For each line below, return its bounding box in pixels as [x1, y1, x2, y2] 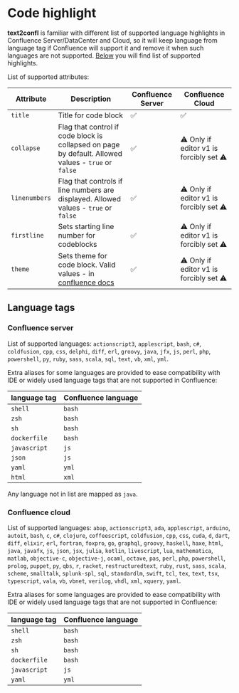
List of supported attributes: [7, 73, 90, 81]
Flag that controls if [58, 176, 123, 186]
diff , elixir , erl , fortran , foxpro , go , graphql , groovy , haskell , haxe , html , [7, 539, 223, 547]
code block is [58, 130, 103, 140]
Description [70, 94, 112, 104]
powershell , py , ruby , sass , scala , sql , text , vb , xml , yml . [7, 354, 169, 363]
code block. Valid [58, 260, 116, 270]
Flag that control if [58, 122, 119, 132]
